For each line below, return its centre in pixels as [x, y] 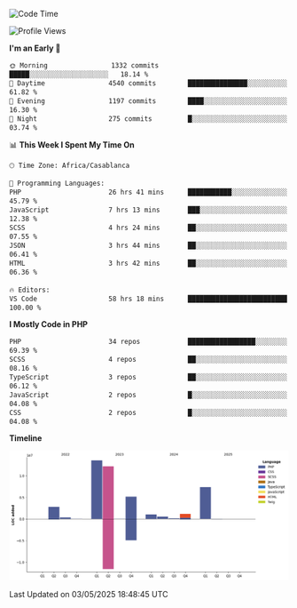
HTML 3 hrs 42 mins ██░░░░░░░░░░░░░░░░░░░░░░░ [148, 263]
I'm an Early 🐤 [35, 48]
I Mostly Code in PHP [49, 324]
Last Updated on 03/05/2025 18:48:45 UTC [89, 594]
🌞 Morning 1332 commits [84, 66]
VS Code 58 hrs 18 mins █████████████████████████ [148, 299]
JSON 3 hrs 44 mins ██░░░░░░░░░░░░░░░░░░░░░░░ [148, 245]
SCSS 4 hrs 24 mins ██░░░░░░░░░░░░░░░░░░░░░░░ [148, 228]
